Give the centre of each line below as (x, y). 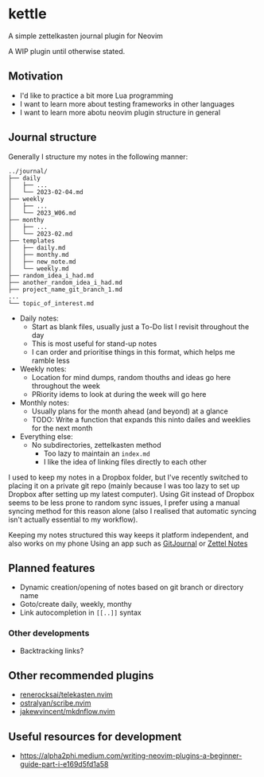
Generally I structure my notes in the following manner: (98, 157)
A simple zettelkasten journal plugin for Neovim (85, 36)
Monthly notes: (44, 402)
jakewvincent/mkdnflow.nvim (67, 712)
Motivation (36, 76)
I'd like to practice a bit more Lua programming (96, 95)
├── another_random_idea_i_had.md (66, 282)
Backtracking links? (52, 651)
